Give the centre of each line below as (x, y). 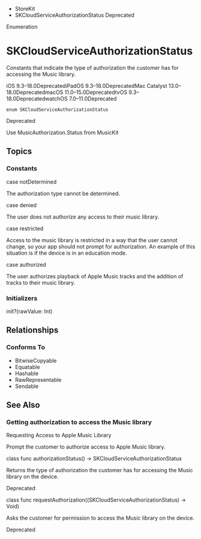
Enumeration (22, 27)
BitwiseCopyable (36, 360)
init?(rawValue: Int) (29, 311)
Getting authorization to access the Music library (79, 422)
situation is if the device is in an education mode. (67, 253)
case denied (22, 205)
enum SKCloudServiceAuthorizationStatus (58, 110)
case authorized (26, 264)
